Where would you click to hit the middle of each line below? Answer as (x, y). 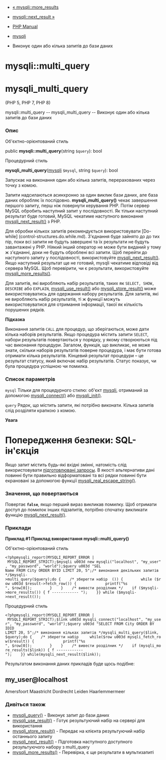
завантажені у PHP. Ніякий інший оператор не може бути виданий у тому (83, 247)
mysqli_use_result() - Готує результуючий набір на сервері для (79, 721)
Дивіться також (25, 704)
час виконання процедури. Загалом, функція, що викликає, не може (78, 345)
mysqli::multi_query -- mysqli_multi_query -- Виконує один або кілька (78, 112)
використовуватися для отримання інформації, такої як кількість (74, 304)
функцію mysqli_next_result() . (36, 515)
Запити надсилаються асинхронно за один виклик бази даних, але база (82, 195)
